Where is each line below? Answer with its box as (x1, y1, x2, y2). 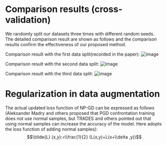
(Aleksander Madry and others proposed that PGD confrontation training (5, 110, 155, 116)
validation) (5, 14, 51, 26)
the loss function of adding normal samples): (5, 126, 98, 132)
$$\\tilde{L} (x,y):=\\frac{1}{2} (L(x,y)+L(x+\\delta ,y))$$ (27, 134, 142, 140)
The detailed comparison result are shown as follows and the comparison (5, 36, 157, 42)
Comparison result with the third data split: (5, 70, 93, 76)
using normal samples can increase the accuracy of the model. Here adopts (5, 120, 162, 126)
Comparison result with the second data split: (5, 61, 99, 67)
